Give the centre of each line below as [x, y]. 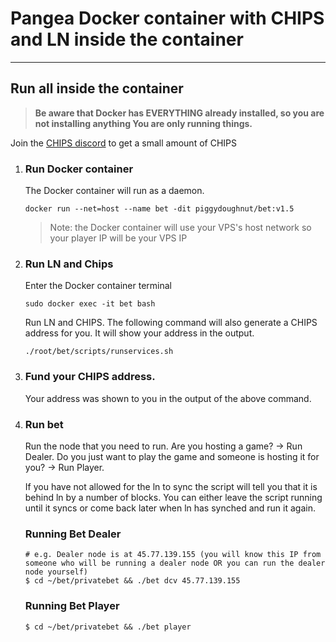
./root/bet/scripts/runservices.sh [99, 352]
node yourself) [56, 572]
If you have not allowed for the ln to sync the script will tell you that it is [171, 486]
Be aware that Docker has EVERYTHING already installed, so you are [179, 113]
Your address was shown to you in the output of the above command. [168, 398]
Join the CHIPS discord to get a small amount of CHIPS [123, 143]
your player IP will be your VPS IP [118, 238]
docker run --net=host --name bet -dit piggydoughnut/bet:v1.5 [159, 209]
